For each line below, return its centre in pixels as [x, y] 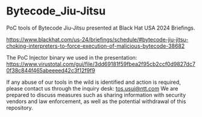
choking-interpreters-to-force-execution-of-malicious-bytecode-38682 [96, 46]
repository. [20, 107]
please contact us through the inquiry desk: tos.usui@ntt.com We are [92, 88]
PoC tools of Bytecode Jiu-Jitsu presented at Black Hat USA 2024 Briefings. [101, 28]
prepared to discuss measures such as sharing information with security [96, 95]
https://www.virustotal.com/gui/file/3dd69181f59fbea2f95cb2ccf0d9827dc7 [101, 64]
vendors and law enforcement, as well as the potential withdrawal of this [96, 101]
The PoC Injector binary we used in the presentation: [72, 57]
